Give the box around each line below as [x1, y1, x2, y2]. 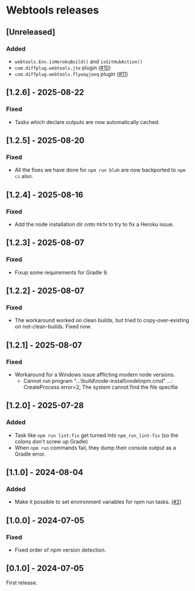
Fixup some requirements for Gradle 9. [14, 269, 109, 276]
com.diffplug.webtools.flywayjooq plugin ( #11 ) [14, 70, 128, 77]
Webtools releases [6, 4, 99, 17]
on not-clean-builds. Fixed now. [14, 323, 92, 330]
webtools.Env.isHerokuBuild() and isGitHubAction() [14, 58, 143, 65]
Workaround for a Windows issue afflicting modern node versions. [14, 371, 176, 378]
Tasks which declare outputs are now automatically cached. [14, 118, 160, 125]
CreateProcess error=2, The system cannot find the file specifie [23, 383, 178, 390]
